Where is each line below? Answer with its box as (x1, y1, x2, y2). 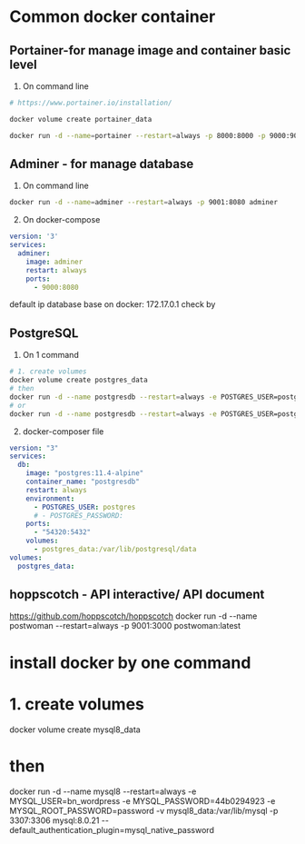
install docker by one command (9, 652, 251, 673)
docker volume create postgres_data (9, 375, 148, 385)
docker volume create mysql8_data (9, 724, 141, 735)
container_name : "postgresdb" (25, 477, 141, 486)
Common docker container (9, 6, 216, 27)
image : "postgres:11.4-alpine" (25, 469, 144, 478)
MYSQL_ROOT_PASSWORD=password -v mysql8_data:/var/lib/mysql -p (9, 805, 279, 816)
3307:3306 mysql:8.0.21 (9, 815, 100, 826)
